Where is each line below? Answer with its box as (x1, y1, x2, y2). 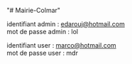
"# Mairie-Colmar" (6, 6, 61, 14)
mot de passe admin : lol (6, 28, 79, 36)
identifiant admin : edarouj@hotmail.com (6, 20, 125, 28)
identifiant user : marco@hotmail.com (6, 41, 116, 49)
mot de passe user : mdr (6, 49, 79, 57)
